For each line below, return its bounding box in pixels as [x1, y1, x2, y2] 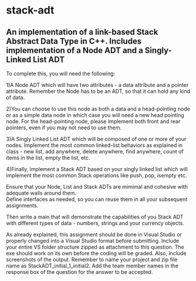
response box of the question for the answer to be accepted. [6, 269, 153, 275]
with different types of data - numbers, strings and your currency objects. [6, 220, 185, 226]
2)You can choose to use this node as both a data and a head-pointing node [6, 105, 191, 112]
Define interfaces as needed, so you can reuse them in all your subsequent [6, 196, 188, 203]
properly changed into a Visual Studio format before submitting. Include [6, 237, 180, 244]
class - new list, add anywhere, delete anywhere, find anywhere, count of [6, 148, 184, 155]
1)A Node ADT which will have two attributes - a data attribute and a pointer [6, 82, 189, 88]
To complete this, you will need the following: [6, 70, 116, 77]
